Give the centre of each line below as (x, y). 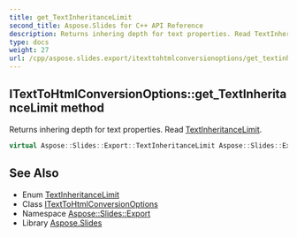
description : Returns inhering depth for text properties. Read (130, 34)
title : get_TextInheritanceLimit (71, 17)
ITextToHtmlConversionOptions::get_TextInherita (148, 94)
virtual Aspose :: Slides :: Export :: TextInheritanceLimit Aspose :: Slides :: (146, 145)
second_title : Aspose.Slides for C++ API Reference (106, 26)
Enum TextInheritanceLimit (71, 195)
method (82, 108)
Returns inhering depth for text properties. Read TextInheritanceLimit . (136, 129)
